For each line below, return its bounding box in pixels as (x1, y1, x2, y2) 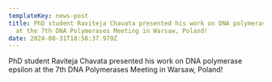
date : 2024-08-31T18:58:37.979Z (8, 34, 117, 43)
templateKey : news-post (8, 11, 89, 20)
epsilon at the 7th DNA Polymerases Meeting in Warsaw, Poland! (8, 65, 223, 75)
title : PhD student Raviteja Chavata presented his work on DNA (8, 19, 230, 27)
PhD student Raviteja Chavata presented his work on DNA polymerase (8, 56, 243, 66)
